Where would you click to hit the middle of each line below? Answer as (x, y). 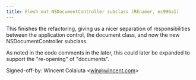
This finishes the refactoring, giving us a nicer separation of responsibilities (98, 28)
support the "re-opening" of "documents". (58, 59)
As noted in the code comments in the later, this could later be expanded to (98, 52)
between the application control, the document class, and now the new (93, 35)
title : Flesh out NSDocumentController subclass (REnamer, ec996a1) (93, 12)
